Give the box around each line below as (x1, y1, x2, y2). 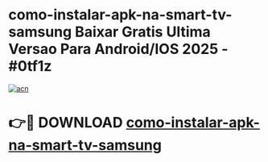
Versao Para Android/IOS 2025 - (8, 40, 229, 58)
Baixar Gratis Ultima (75, 23, 211, 41)
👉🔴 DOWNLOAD (8, 114, 123, 132)
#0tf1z (8, 57, 52, 76)
